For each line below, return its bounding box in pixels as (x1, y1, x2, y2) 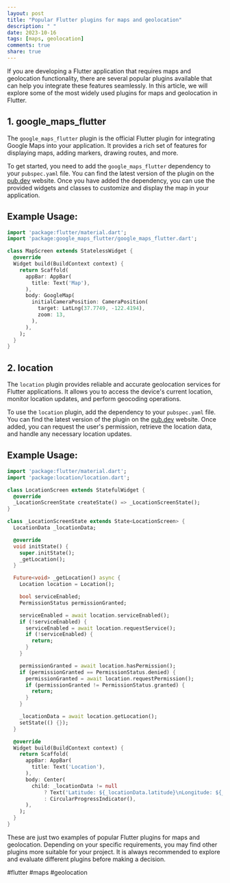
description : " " (7, 23, 57, 29)
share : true (7, 49, 41, 55)
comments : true (7, 42, 51, 49)
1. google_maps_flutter (7, 116, 107, 127)
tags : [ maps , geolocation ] (7, 36, 84, 42)
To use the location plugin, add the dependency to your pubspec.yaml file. (7, 408, 216, 416)
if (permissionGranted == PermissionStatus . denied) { (19, 669, 176, 676)
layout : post (7, 10, 44, 17)
